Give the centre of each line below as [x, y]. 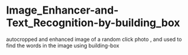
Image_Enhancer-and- [62, 10]
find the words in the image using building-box [63, 46]
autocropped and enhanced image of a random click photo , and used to [94, 39]
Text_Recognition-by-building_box [93, 23]
